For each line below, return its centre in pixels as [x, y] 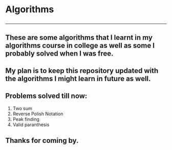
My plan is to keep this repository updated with [82, 71]
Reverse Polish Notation [38, 114]
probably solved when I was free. [59, 53]
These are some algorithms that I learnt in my [79, 37]
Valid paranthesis [31, 124]
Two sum [22, 108]
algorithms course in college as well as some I [80, 45]
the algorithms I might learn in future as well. [78, 78]
